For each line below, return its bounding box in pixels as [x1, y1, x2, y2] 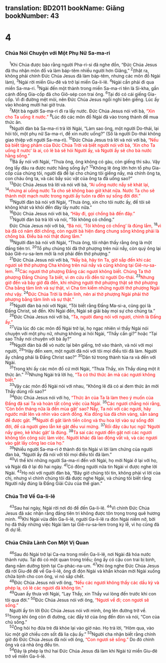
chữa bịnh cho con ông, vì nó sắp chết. [5, 573, 85, 579]
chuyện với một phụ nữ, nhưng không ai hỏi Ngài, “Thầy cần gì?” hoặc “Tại [5, 330, 158, 336]
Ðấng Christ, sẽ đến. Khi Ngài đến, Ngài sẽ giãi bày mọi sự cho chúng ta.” [5, 308, 155, 314]
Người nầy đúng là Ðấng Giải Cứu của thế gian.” [5, 480, 103, 486]
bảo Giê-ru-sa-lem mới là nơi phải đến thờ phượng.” [5, 251, 111, 257]
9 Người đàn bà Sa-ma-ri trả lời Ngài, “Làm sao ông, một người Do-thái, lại [9, 124, 159, 131]
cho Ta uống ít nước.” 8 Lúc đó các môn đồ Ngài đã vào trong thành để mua [5, 113, 159, 120]
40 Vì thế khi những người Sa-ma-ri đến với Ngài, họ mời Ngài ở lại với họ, [9, 457, 158, 464]
